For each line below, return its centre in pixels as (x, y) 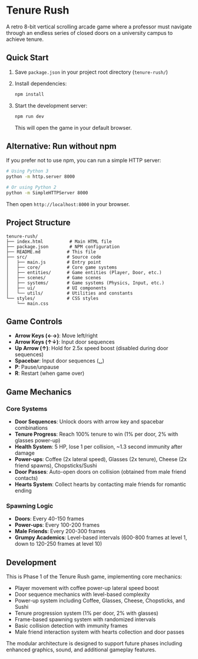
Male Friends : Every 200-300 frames (60, 531)
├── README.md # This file (51, 252)
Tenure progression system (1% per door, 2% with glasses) (86, 613)
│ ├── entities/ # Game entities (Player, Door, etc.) (84, 272)
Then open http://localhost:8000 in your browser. (68, 204)
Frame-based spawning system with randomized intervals (85, 619)
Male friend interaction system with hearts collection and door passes (99, 632)
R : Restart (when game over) (49, 373)
